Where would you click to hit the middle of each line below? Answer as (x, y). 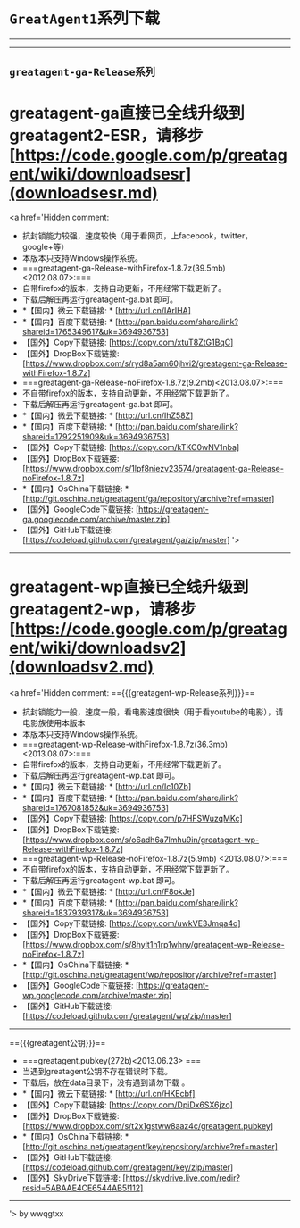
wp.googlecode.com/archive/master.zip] (97, 996)
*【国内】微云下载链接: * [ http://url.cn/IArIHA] (107, 311)
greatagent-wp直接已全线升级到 (129, 587)
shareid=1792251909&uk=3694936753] (96, 437)
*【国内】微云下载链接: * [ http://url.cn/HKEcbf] (108, 1094)
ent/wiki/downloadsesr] (100, 174)
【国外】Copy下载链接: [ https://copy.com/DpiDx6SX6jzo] (128, 1105)
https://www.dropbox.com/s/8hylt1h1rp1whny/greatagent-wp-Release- (155, 945)
